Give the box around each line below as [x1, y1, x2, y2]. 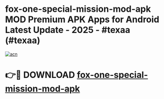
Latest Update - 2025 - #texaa [5, 25, 131, 35]
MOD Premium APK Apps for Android [5, 14, 160, 25]
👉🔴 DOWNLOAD [5, 69, 75, 81]
